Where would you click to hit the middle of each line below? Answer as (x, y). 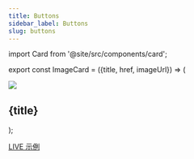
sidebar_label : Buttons (48, 24)
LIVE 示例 (24, 147)
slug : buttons (32, 31)
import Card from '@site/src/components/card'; (88, 54)
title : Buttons (34, 16)
